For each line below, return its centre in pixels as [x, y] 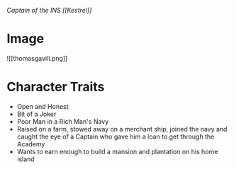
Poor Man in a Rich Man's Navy [63, 121]
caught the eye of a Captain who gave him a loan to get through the [116, 136]
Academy [31, 144]
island [26, 159]
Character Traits [56, 87]
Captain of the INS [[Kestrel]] [49, 10]
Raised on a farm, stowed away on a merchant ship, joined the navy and [122, 129]
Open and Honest [43, 106]
